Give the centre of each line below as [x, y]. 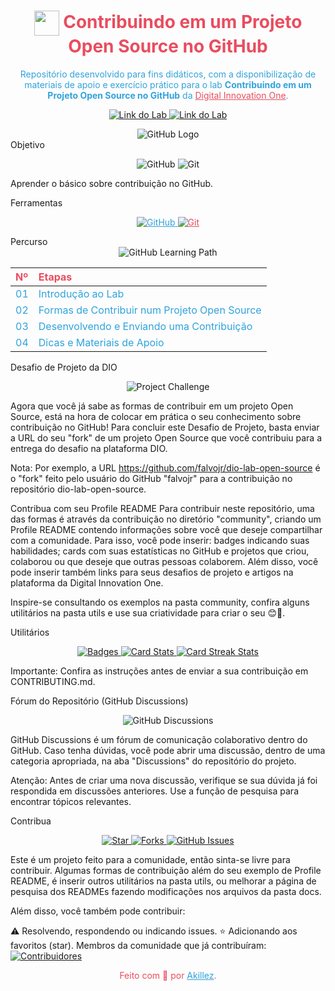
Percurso [29, 241]
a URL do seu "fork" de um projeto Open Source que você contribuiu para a [166, 437]
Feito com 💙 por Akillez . [168, 975]
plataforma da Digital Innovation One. [87, 582]
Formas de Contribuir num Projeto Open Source [150, 310]
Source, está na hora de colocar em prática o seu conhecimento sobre [156, 416]
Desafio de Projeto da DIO [64, 367]
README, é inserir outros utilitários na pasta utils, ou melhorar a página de [163, 881]
